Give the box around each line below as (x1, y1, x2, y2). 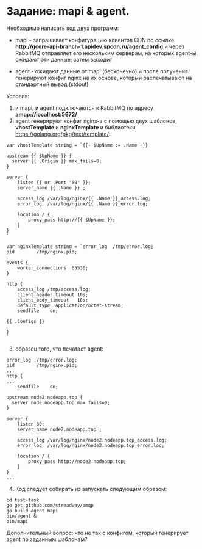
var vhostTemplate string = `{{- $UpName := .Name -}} (6, 142, 148, 148)
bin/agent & (6, 513, 37, 519)
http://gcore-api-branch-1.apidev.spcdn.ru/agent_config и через (15, 43, 185, 50)
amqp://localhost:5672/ (15, 111, 77, 118)
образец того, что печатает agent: (15, 345, 103, 352)
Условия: (6, 92, 30, 100)
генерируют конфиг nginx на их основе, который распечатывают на (15, 74, 192, 81)
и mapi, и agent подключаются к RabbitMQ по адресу (15, 104, 153, 111)
